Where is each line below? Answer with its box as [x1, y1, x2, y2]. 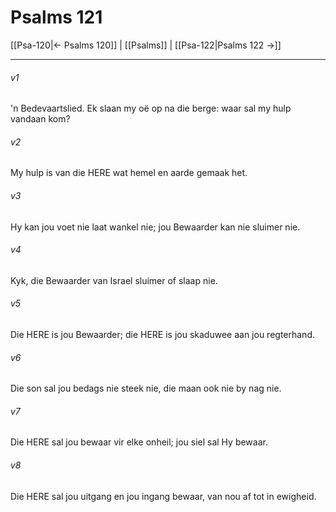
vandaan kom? [10, 113, 71, 125]
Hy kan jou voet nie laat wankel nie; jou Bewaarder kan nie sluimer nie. [10, 221, 301, 233]
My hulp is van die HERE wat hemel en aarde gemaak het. [10, 167, 248, 179]
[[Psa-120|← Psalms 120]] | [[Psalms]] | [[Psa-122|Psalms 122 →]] [10, 39, 282, 51]
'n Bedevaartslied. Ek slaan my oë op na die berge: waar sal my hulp [10, 102, 292, 115]
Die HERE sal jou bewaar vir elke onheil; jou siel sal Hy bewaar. [10, 436, 268, 448]
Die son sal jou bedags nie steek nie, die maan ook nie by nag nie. [10, 382, 282, 395]
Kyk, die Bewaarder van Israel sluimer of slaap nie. [10, 274, 218, 286]
